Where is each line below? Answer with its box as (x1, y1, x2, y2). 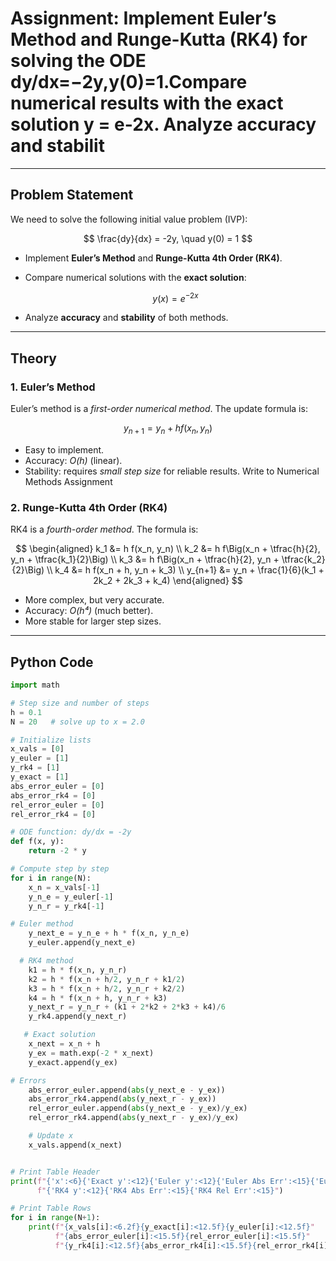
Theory (10, 350, 58, 367)
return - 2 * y (28, 846, 87, 856)
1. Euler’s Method (10, 380, 96, 394)
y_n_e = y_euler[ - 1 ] (28, 892, 114, 902)
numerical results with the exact (10, 92, 284, 115)
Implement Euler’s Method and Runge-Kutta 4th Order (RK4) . (24, 252, 283, 264)
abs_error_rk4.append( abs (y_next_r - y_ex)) (28, 1094, 217, 1104)
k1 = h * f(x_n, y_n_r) (28, 965, 128, 975)
